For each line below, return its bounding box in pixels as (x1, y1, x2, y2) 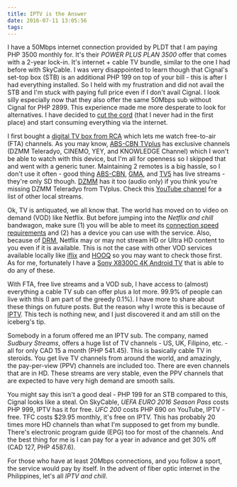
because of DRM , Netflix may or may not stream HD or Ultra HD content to (7, 236, 225, 245)
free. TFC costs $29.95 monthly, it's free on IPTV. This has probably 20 (7, 413, 216, 422)
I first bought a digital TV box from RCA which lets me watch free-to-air (7, 132, 216, 140)
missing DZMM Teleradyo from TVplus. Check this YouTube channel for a (7, 185, 222, 194)
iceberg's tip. (7, 318, 46, 326)
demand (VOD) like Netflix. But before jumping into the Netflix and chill (7, 213, 214, 222)
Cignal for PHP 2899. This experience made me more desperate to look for (7, 103, 226, 112)
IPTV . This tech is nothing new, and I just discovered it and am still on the (7, 310, 221, 319)
